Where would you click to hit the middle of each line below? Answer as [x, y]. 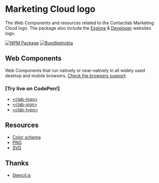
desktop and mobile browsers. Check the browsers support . [66, 76]
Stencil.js [21, 175]
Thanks [17, 163]
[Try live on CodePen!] [32, 89]
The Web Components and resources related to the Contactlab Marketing [79, 23]
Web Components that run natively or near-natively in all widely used [75, 70]
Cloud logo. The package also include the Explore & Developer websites [78, 28]
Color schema [26, 137]
